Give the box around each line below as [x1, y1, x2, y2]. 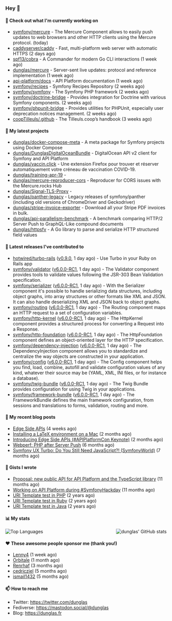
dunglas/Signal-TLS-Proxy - [12, 188, 72, 195]
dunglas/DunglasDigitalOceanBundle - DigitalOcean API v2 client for [12, 150, 157, 156]
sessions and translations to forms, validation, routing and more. [12, 402, 148, 409]
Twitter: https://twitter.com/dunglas [12, 599, 88, 605]
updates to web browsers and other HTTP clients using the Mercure [12, 34, 156, 41]
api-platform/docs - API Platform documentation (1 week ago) [12, 78, 143, 84]
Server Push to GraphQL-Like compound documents [12, 221, 124, 227]
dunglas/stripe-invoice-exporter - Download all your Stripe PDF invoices [12, 205, 165, 211]
